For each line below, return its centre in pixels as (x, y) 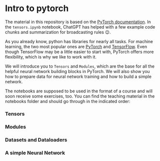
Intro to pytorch (37, 8)
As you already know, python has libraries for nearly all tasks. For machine (79, 41)
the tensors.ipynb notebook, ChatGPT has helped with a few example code (80, 27)
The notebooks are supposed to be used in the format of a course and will (79, 91)
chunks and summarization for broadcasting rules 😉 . (58, 32)
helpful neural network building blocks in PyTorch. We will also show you (77, 71)
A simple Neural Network (35, 153)
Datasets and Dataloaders (36, 140)
